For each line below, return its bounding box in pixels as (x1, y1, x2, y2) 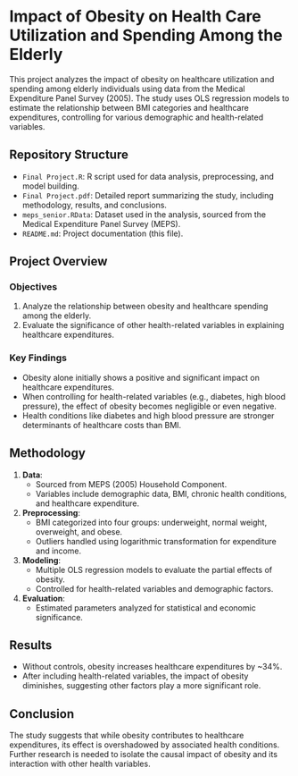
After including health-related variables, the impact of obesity (21, 671, 249, 681)
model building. (21, 181, 80, 191)
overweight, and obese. (35, 526, 123, 537)
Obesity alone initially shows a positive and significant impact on (21, 372, 261, 383)
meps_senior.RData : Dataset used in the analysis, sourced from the (21, 208, 266, 220)
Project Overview (9, 254, 108, 269)
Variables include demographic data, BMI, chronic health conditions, (35, 488, 287, 499)
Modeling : (21, 554, 61, 565)
